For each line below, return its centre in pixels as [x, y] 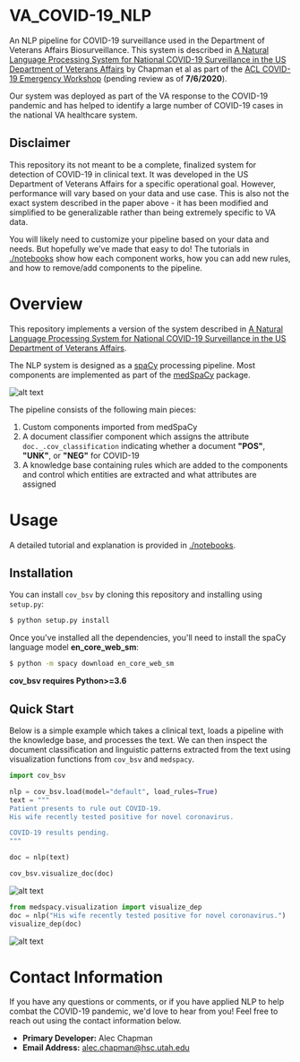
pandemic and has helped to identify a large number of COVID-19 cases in [146, 105]
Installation [41, 573]
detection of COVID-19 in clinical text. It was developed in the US [129, 174]
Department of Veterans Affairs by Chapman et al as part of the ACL [135, 69]
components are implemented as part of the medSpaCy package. [130, 375]
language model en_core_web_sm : [74, 647]
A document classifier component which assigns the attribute [135, 436]
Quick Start [42, 709]
